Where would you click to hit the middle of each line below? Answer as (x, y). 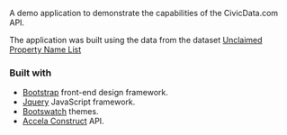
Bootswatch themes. (60, 112)
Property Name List (45, 49)
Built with (31, 73)
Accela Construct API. (63, 121)
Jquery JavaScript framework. (79, 102)
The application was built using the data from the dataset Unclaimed (136, 40)
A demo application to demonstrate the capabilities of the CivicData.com (144, 13)
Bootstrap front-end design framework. (95, 93)
